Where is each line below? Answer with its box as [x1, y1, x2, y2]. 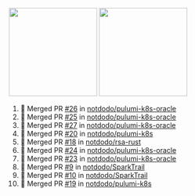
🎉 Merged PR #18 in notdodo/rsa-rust [20, 137, 142, 147]
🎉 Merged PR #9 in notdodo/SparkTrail [20, 162, 146, 172]
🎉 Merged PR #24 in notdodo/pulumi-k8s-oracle [20, 146, 177, 154]
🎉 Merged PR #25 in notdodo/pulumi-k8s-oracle [20, 112, 177, 122]
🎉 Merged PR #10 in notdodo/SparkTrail [20, 171, 148, 180]
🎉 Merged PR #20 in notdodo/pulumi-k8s [20, 129, 153, 138]
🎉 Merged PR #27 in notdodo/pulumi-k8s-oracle [20, 121, 176, 129]
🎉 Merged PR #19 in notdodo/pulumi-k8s [20, 179, 152, 188]
